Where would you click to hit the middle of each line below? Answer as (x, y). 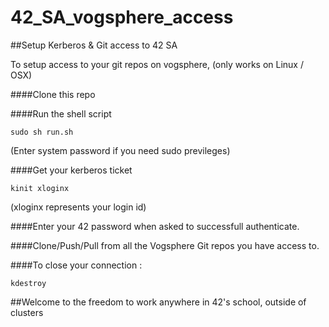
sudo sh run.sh (42, 132)
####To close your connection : (76, 265)
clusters (27, 312)
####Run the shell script (61, 113)
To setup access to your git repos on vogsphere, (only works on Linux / (157, 64)
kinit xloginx (40, 188)
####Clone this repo (53, 94)
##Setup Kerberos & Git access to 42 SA (94, 45)
